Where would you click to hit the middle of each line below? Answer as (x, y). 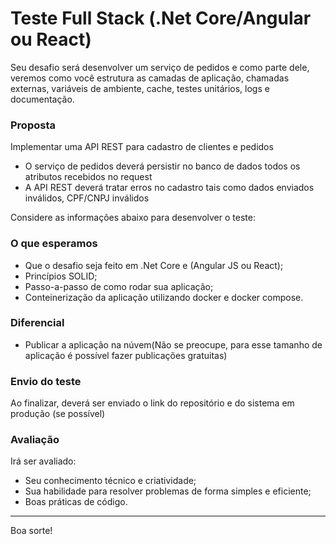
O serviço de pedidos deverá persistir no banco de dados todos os (162, 166)
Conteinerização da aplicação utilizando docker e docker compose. (164, 297)
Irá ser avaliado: (43, 461)
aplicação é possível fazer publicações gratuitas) (126, 355)
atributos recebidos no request (88, 177)
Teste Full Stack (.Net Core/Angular (161, 18)
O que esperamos (54, 244)
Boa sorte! (31, 531)
